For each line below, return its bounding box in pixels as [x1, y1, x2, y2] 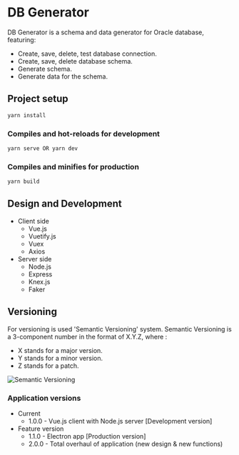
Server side [17, 254, 52, 263]
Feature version [17, 424, 64, 433]
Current [17, 409, 41, 418]
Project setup [7, 93, 69, 105]
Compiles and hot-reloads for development [7, 129, 161, 139]
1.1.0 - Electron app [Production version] [28, 431, 146, 440]
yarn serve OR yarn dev [7, 144, 78, 152]
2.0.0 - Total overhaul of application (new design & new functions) [28, 439, 223, 448]
